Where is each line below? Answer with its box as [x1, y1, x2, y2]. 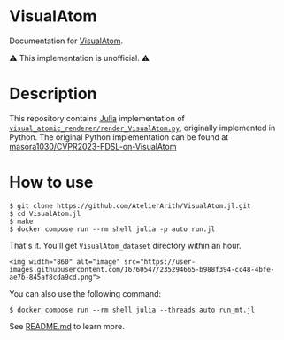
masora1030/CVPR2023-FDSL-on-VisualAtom [9, 141, 177, 151]
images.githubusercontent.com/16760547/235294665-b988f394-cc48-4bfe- [9, 265, 275, 274]
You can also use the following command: [9, 288, 162, 298]
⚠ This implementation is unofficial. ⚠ [9, 52, 150, 63]
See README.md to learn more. [9, 321, 126, 331]
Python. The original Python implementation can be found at [9, 131, 229, 143]
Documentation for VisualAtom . [9, 35, 124, 46]
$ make [9, 217, 34, 226]
